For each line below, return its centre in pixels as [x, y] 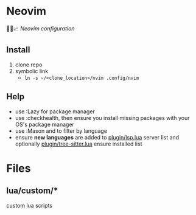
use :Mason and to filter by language [61, 131]
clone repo [29, 65]
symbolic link [32, 71]
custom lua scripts [30, 205]
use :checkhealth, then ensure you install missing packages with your [102, 118]
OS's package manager [45, 124]
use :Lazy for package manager [55, 111]
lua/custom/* [32, 191]
